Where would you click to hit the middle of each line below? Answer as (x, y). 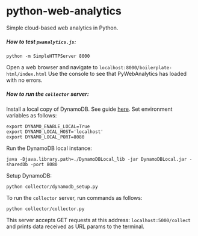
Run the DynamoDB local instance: (49, 148)
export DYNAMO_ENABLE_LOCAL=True (48, 126)
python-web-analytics (64, 11)
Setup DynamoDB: (29, 175)
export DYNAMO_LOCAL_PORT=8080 (45, 137)
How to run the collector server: (48, 94)
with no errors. (25, 80)
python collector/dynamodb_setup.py (52, 187)
